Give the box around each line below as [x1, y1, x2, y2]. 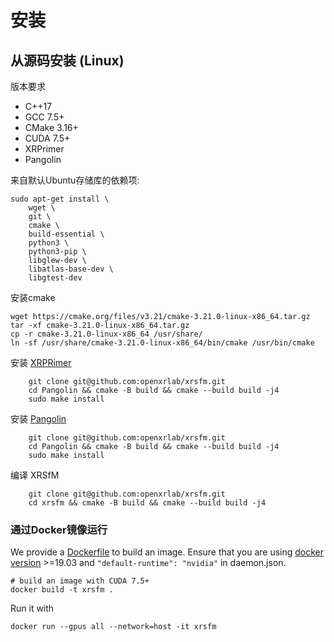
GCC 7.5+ [24, 111, 65, 123]
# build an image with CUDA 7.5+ [10, 576, 150, 586]
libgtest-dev [28, 273, 83, 283]
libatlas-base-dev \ [28, 264, 114, 274]
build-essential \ [28, 229, 105, 239]
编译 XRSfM [10, 469, 60, 481]
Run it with [10, 602, 55, 615]
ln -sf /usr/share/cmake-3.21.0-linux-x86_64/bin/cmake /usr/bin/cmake [10, 338, 315, 348]
